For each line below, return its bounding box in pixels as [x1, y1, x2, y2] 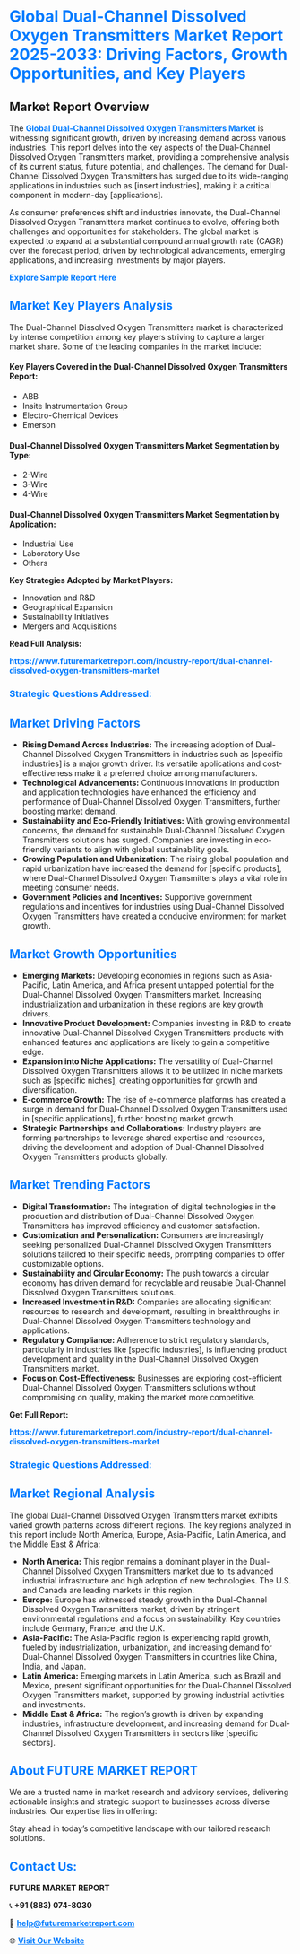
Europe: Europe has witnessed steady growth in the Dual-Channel [21, 1594, 267, 1605]
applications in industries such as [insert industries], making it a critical [9, 180, 271, 190]
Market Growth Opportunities [9, 946, 177, 962]
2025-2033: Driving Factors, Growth [9, 45, 288, 65]
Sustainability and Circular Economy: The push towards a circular [21, 1268, 270, 1278]
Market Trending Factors [9, 1177, 150, 1192]
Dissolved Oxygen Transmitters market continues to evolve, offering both [9, 217, 279, 227]
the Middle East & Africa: [9, 1539, 101, 1549]
